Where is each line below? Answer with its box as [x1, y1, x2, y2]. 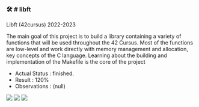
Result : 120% [14, 76, 49, 84]
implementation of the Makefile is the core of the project [6, 58, 145, 66]
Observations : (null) [14, 83, 66, 90]
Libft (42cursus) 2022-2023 [6, 21, 76, 28]
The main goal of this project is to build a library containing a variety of [6, 32, 182, 40]
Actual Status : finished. [14, 70, 74, 77]
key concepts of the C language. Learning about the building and [6, 52, 167, 59]
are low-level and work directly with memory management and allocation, [6, 46, 188, 53]
